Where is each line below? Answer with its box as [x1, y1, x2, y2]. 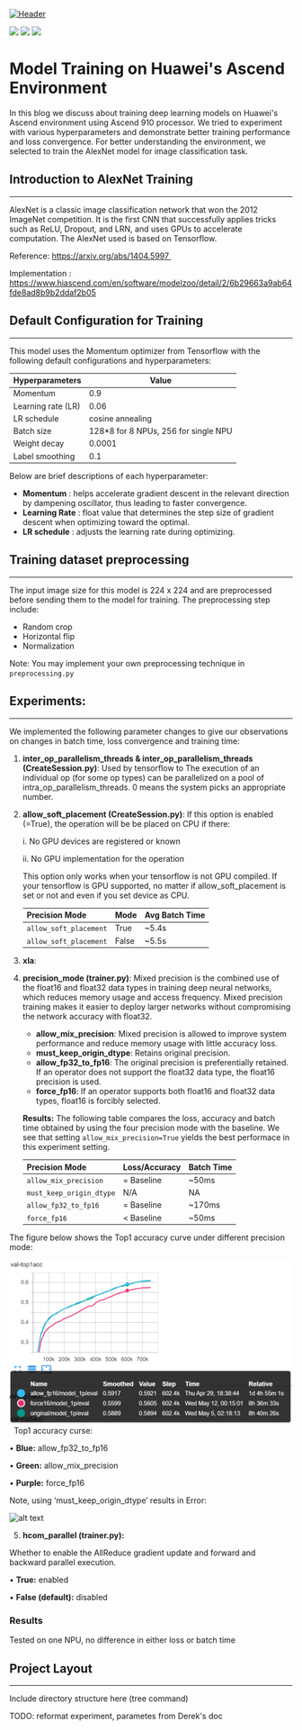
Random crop [22, 621, 74, 632]
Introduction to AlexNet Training [9, 172, 193, 187]
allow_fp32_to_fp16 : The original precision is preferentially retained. [35, 1057, 289, 1068]
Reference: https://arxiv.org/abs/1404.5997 [9, 250, 169, 261]
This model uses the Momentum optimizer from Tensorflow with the [9, 345, 261, 356]
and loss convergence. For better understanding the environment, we [9, 136, 267, 147]
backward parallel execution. [9, 1557, 117, 1568]
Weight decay [13, 438, 65, 449]
